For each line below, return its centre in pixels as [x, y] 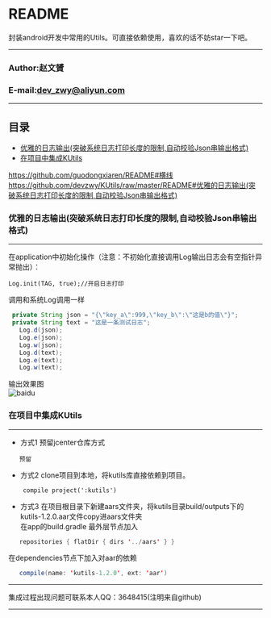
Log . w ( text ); [41, 368]
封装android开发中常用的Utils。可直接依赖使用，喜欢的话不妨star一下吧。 [130, 37]
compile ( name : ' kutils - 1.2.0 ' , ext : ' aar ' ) [93, 574]
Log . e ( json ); [41, 337]
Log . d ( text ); [41, 353]
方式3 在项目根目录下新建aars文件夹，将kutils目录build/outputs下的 [132, 506]
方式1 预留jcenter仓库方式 [63, 442]
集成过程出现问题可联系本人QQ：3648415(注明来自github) [105, 597]
